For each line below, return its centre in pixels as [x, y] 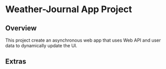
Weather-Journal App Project [69, 9]
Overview [21, 28]
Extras [16, 62]
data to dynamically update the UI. [41, 46]
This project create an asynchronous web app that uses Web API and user [83, 40]
